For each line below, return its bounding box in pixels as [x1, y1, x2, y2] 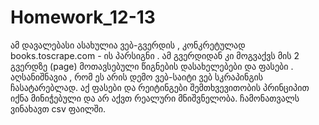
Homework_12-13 [10, 6, 156, 29]
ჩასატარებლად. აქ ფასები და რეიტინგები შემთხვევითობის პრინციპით [10, 81, 310, 93]
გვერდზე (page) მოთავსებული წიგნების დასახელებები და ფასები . [10, 60, 294, 72]
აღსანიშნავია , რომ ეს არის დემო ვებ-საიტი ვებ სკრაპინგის [10, 71, 264, 83]
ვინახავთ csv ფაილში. [10, 102, 107, 115]
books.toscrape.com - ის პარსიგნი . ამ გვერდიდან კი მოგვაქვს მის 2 [10, 49, 300, 61]
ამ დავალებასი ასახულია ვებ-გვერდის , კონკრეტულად [10, 39, 246, 51]
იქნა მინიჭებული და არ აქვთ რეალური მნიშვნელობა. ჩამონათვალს [10, 92, 300, 104]
